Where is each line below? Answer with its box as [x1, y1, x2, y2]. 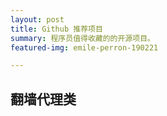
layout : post [10, 14, 65, 25]
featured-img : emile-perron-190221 [10, 42, 159, 53]
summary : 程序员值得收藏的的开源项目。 [10, 33, 155, 43]
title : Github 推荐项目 [10, 24, 103, 34]
